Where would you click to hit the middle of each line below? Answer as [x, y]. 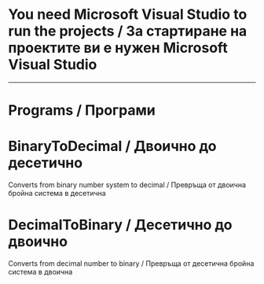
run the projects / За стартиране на [128, 31]
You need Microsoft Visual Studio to [128, 15]
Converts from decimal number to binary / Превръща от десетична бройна [131, 264]
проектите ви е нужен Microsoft [118, 48]
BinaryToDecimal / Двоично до [112, 146]
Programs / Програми [82, 111]
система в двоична [40, 272]
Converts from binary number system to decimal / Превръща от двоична [127, 185]
